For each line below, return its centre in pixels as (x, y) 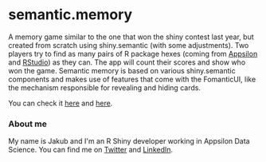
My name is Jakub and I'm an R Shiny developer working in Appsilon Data (129, 141)
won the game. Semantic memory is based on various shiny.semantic (122, 70)
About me (28, 124)
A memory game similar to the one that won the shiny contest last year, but (131, 37)
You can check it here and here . (61, 103)
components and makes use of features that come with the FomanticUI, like (132, 79)
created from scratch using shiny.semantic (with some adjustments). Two (129, 45)
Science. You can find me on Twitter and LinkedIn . (91, 150)
